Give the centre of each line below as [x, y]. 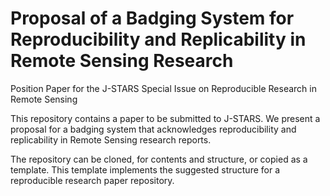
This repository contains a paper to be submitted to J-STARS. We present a [165, 118]
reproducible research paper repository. [92, 180]
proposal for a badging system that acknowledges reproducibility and [153, 129]
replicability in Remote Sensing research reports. [111, 139]
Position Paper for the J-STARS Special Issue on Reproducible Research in [163, 88]
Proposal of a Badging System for [152, 18]
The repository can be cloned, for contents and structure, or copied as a [159, 159]
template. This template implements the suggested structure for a [145, 169]
